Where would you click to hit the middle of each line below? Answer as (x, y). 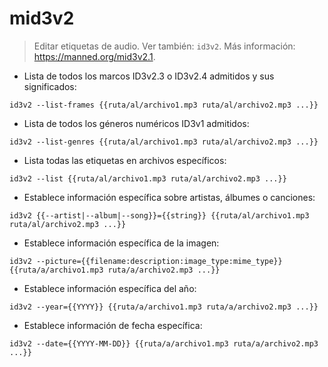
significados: (50, 86)
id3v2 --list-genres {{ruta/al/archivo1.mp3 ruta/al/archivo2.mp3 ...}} (164, 142)
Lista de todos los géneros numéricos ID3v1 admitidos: (136, 123)
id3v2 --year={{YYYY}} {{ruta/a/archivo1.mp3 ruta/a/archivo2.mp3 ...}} (164, 307)
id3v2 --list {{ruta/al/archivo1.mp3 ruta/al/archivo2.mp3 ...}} (148, 178)
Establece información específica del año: (110, 288)
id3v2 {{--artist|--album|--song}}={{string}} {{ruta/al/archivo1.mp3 (159, 215)
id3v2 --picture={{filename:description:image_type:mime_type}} (146, 261)
